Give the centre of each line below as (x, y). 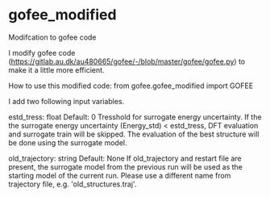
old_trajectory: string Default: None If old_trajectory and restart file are (125, 158)
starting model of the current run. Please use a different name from (120, 175)
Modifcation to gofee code (52, 37)
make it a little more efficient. (56, 69)
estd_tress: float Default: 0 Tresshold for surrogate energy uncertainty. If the (135, 117)
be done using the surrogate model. (68, 142)
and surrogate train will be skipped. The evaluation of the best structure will (134, 134)
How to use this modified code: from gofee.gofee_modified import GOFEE (131, 86)
